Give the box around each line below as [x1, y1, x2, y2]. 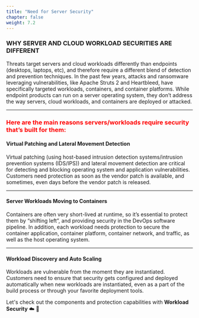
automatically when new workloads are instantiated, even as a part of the [6, 281, 185, 288]
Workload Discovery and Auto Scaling [6, 255, 102, 262]
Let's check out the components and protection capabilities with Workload [6, 298, 189, 306]
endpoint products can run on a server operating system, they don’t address [6, 91, 192, 98]
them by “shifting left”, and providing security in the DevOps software [6, 217, 175, 224]
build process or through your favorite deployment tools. [6, 287, 144, 294]
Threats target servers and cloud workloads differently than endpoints [6, 60, 178, 67]
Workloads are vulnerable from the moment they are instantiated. [6, 268, 165, 275]
